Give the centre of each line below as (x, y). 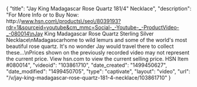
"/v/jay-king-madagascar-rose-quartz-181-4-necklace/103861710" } (88, 78)
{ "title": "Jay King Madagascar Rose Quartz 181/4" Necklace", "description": (99, 9)
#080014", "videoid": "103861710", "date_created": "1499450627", (86, 65)
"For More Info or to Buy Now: (42, 15)
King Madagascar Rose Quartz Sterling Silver (99, 34)
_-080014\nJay (24, 34)
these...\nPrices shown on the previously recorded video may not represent (98, 52)
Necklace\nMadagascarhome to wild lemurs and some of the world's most (97, 40)
